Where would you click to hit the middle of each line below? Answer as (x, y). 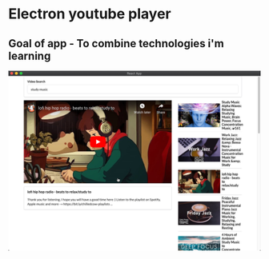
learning (30, 56)
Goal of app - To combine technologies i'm (116, 44)
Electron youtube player (90, 14)
